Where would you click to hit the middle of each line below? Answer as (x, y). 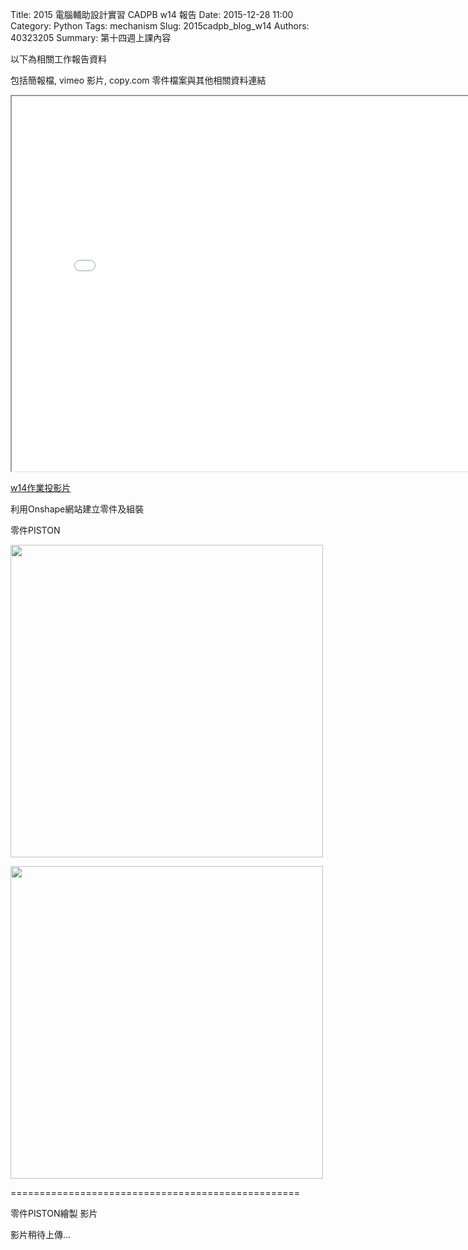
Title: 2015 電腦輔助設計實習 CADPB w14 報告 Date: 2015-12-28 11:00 (152, 14)
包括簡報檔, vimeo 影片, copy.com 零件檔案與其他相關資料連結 (138, 80)
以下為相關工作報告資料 (58, 59)
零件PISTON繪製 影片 (54, 1213)
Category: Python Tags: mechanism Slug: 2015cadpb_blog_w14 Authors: (160, 26)
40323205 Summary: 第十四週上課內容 (91, 37)
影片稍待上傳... (41, 1234)
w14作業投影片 (41, 487)
